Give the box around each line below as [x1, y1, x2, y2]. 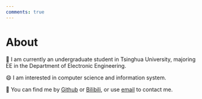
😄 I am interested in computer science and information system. [6, 74, 166, 81]
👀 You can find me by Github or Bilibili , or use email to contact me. [6, 86, 173, 93]
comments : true [6, 9, 45, 15]
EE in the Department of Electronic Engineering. [6, 62, 126, 69]
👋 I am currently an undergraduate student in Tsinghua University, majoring [6, 56, 196, 63]
